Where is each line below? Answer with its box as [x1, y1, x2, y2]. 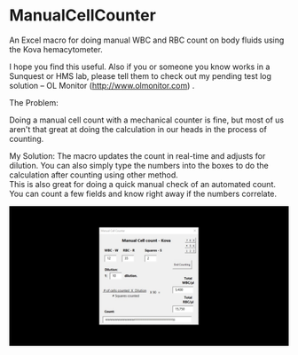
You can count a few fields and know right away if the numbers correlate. [9, 188, 278, 199]
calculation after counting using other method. [9, 170, 179, 180]
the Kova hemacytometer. [9, 43, 104, 54]
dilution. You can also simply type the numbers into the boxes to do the [9, 160, 269, 170]
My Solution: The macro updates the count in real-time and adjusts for [9, 150, 266, 161]
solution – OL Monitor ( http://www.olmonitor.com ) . [9, 80, 195, 91]
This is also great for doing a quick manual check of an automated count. [9, 178, 277, 189]
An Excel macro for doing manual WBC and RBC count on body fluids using [9, 35, 285, 45]
